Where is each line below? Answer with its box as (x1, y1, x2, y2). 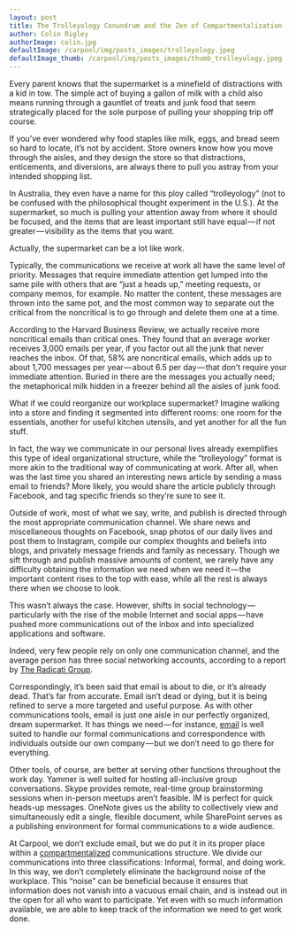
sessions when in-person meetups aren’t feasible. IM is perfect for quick (9, 793, 274, 803)
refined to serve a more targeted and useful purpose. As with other (9, 701, 254, 710)
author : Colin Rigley (9, 29, 89, 38)
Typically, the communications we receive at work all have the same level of (9, 260, 285, 270)
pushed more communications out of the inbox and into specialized (9, 619, 254, 629)
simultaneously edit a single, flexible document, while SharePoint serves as (9, 811, 283, 822)
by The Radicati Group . (9, 664, 93, 674)
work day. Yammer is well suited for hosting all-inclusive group (9, 774, 238, 784)
